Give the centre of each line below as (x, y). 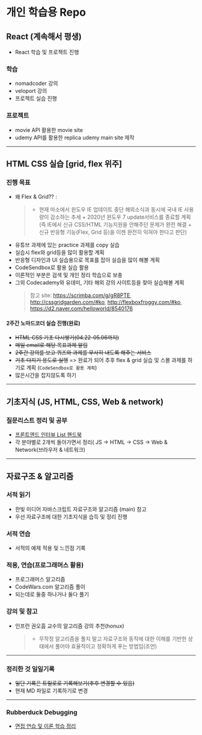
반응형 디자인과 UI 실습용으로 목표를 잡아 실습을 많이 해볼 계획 (87, 260)
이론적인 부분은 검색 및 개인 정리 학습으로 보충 (69, 275)
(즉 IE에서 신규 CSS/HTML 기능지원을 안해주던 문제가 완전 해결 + (115, 225)
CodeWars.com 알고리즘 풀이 (50, 587)
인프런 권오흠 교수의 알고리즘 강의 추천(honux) (69, 626)
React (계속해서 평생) (44, 36)
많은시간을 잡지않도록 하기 (46, 375)
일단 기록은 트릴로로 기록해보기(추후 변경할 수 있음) (75, 683)
